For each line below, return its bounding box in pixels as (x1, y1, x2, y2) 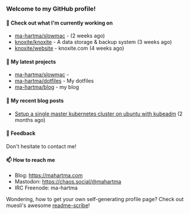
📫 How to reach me (6, 157, 55, 164)
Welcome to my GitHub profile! (6, 5, 96, 13)
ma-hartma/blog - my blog (14, 84, 79, 91)
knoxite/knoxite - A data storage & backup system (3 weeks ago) (14, 39, 172, 46)
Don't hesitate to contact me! (6, 142, 76, 150)
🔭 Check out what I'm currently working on (6, 19, 113, 26)
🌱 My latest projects (6, 58, 56, 65)
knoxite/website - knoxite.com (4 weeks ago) (14, 45, 125, 52)
